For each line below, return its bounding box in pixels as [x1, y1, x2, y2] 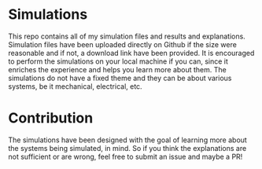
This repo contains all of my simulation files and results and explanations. [8, 31, 245, 41]
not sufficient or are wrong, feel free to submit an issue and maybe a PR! [8, 152, 243, 161]
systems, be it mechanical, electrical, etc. [8, 81, 143, 91]
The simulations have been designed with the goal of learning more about [8, 135, 248, 145]
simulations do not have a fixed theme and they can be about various [8, 73, 232, 83]
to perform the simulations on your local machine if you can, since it [8, 57, 228, 66]
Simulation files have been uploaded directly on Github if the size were [8, 39, 238, 49]
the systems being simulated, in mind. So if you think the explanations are [8, 143, 247, 152]
